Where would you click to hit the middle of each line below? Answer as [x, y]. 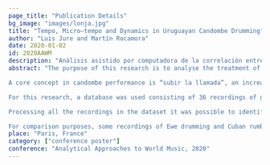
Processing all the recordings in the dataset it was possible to [122, 112]
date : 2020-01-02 [37, 46]
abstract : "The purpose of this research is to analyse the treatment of [135, 68]
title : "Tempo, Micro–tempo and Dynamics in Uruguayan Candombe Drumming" [136, 31]
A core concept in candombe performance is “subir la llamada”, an [124, 82]
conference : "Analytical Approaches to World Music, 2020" [109, 149]
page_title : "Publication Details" [68, 16]
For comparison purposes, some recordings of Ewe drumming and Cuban [127, 126]
